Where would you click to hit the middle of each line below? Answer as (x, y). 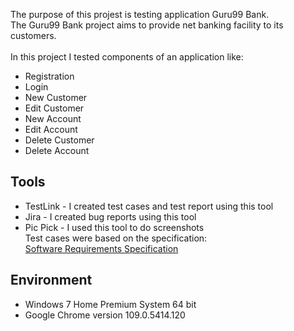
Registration (49, 76)
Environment (51, 280)
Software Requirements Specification (101, 248)
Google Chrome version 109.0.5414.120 (105, 315)
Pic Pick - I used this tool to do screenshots (114, 227)
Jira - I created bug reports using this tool (110, 216)
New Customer (56, 97)
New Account (53, 118)
